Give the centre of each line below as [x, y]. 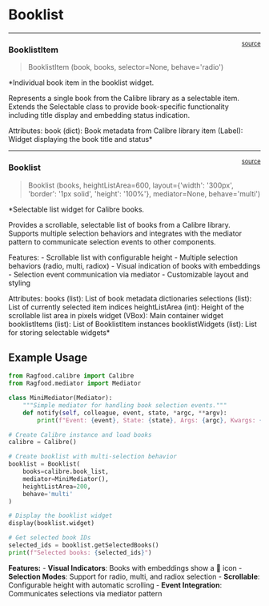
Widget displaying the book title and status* [80, 139]
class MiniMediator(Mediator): [60, 398]
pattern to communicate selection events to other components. [112, 241]
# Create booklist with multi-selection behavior [93, 457]
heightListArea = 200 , [57, 487]
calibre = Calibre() [43, 442]
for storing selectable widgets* [59, 332]
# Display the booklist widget [60, 516]
